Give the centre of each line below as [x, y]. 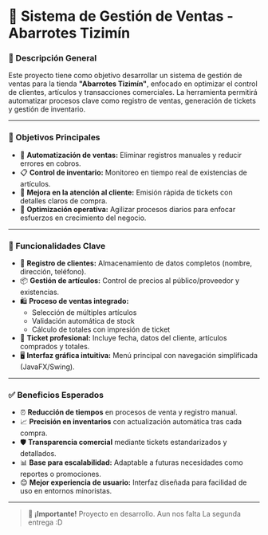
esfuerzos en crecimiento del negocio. [83, 218]
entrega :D [45, 522]
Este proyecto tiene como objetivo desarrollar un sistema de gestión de [125, 76]
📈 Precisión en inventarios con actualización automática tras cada [130, 422]
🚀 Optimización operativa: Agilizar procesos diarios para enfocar [128, 209]
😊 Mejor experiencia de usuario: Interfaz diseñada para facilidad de [133, 482]
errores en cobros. [50, 163]
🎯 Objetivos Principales [55, 137]
